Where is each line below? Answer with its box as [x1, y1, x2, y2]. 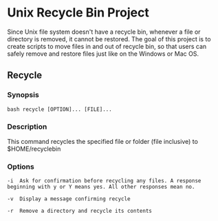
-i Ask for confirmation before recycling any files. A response [7, 178, 201, 185]
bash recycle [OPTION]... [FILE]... [7, 105, 112, 113]
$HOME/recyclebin [7, 145, 61, 153]
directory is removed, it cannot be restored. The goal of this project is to [7, 34, 211, 43]
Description [7, 122, 47, 131]
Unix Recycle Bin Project [7, 5, 150, 21]
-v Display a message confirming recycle [7, 196, 131, 202]
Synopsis [7, 90, 39, 100]
